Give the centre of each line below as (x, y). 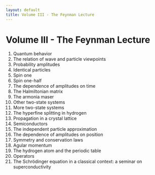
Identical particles (32, 70)
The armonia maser (33, 97)
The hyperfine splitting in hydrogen (50, 113)
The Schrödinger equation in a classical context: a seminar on (77, 162)
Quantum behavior (32, 54)
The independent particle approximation (55, 129)
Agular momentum (32, 146)
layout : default (23, 10)
